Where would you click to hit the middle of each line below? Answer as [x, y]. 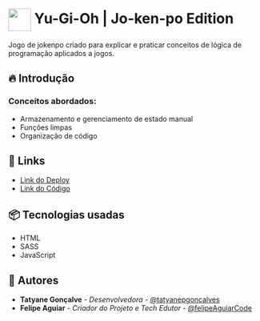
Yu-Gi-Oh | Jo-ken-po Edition [134, 19]
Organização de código [58, 135]
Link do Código [45, 189]
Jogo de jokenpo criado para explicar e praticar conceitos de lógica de [125, 45]
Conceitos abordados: [52, 102]
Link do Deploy [45, 180]
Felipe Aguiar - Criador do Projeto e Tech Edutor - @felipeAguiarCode [136, 308]
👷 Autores [34, 280]
